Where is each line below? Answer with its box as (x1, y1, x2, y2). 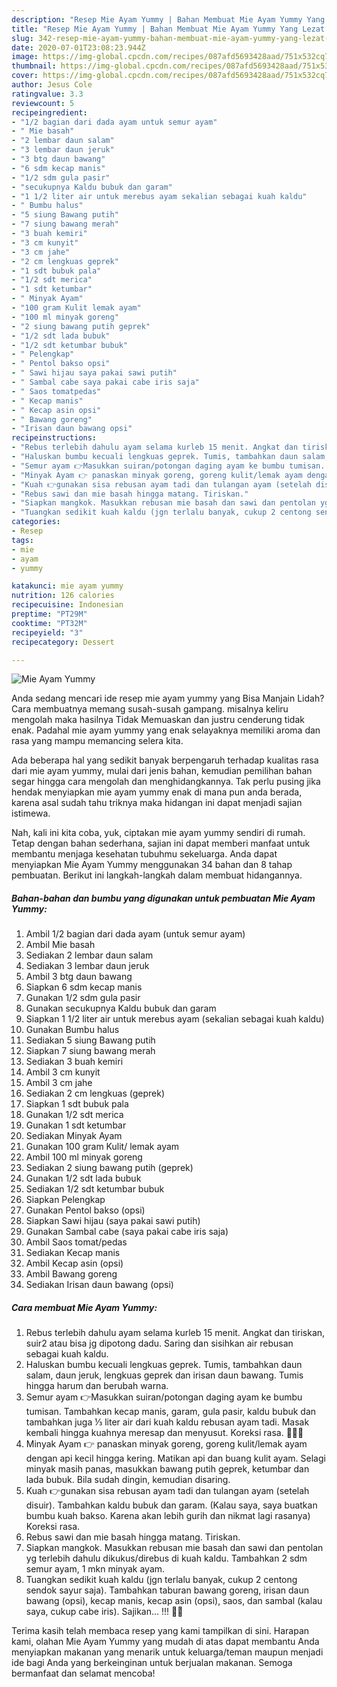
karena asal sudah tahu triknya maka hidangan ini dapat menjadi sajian (11, 797, 303, 809)
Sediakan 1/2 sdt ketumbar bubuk (25, 1183, 165, 1195)
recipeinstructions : (11, 433, 98, 443)
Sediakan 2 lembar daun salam (25, 949, 154, 961)
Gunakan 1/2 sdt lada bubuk (25, 1172, 142, 1185)
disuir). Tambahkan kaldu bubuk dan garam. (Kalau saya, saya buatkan (25, 1499, 318, 1511)
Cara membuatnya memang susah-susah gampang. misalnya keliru (11, 703, 289, 715)
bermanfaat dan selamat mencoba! (11, 1667, 156, 1680)
